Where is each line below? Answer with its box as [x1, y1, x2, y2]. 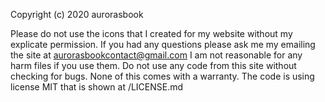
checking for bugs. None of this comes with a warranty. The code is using [10, 70, 315, 82]
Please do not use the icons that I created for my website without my [10, 28, 293, 39]
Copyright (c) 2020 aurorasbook [10, 9, 144, 20]
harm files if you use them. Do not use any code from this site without [10, 60, 297, 71]
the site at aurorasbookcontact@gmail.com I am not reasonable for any [10, 49, 303, 61]
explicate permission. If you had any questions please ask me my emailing [10, 39, 316, 50]
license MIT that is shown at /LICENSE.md [10, 81, 184, 93]
